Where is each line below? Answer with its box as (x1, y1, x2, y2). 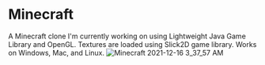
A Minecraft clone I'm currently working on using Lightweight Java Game (8, 31, 247, 41)
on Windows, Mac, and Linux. (8, 48, 105, 57)
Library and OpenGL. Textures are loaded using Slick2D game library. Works (8, 39, 257, 49)
